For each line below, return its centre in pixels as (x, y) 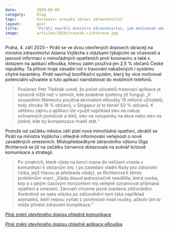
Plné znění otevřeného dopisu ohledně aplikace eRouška (64, 224)
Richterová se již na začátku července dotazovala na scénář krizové (75, 147)
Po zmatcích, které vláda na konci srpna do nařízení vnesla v (80, 162)
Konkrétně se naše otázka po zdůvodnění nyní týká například (81, 194)
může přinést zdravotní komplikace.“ (56, 205)
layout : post (26, 24)
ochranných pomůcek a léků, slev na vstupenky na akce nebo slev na (90, 116)
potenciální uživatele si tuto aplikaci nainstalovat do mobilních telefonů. (79, 79)
